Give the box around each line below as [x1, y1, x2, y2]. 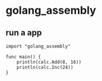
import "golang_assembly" [5, 43, 71, 49]
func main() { [5, 54, 42, 60]
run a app [5, 28, 42, 38]
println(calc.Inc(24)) [16, 64, 74, 70]
